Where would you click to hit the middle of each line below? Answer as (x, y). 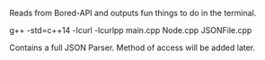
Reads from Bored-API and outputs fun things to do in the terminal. (133, 13)
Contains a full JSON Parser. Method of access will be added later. (132, 47)
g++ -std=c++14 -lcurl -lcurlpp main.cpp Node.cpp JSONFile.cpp (131, 30)
